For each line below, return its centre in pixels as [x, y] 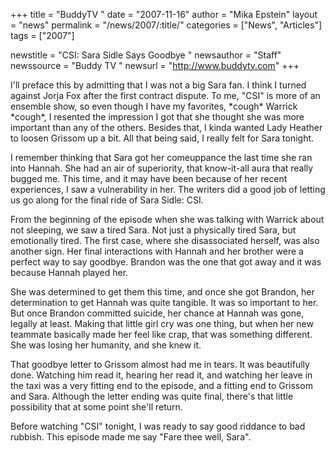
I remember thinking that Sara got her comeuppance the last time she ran [161, 157]
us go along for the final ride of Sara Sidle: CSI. [107, 200]
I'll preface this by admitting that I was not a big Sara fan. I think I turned [158, 85]
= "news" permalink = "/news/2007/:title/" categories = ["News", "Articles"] [166, 25]
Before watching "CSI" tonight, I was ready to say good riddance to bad [158, 426]
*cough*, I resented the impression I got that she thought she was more [157, 117]
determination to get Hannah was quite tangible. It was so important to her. [164, 302]
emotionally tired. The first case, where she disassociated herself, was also [165, 240]
